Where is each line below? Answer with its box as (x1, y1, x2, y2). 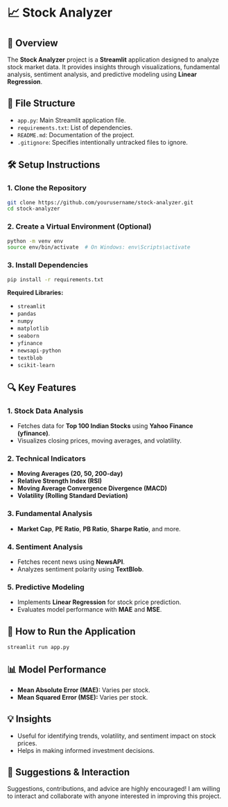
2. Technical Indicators (7, 454, 87, 463)
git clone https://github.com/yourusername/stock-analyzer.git (7, 199, 194, 206)
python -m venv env (7, 238, 64, 245)
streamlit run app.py (7, 644, 70, 651)
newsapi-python (17, 347, 62, 355)
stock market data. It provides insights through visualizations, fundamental (7, 63, 220, 71)
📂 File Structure (7, 98, 76, 109)
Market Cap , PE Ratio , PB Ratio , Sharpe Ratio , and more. (17, 524, 182, 533)
